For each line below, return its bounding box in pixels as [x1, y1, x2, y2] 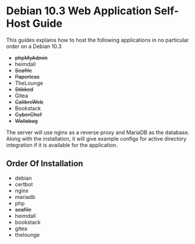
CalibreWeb [14, 98, 43, 105]
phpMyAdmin [14, 54, 48, 61]
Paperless [14, 73, 40, 80]
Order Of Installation [6, 159, 83, 169]
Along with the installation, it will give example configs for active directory [6, 135, 187, 142]
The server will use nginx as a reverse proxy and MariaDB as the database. [6, 129, 190, 136]
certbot [14, 180, 33, 188]
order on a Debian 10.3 [6, 43, 62, 50]
